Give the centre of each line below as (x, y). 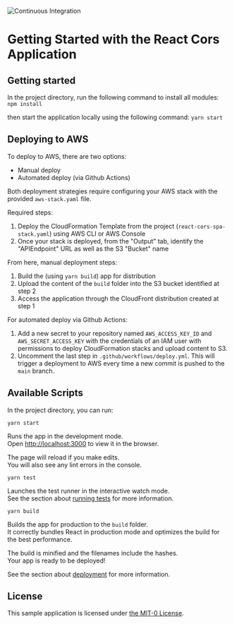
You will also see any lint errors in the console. (75, 464)
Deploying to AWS (48, 139)
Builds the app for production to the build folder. (78, 524)
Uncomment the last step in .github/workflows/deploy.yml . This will (116, 356)
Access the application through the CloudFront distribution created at (118, 298)
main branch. (36, 371)
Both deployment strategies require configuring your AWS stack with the (112, 191)
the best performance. (40, 539)
